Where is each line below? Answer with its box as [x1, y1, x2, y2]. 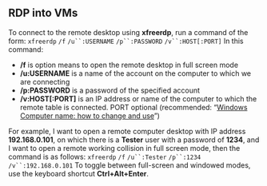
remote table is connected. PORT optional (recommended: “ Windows [19, 102, 248, 112]
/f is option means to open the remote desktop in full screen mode [19, 60, 238, 69]
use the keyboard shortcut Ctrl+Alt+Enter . [8, 168, 149, 178]
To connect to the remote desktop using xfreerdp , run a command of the [8, 27, 249, 37]
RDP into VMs [8, 6, 78, 20]
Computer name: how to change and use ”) [19, 111, 160, 121]
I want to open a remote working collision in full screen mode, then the [8, 143, 241, 152]
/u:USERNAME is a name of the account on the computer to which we [19, 68, 252, 78]
